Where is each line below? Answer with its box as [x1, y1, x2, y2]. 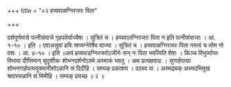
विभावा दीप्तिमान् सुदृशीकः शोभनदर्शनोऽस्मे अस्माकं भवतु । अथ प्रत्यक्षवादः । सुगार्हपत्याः [7, 57, 192, 64]
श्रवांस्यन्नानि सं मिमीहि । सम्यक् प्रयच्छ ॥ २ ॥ [7, 72, 105, 80]
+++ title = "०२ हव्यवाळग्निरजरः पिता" [7, 7, 98, 14]
